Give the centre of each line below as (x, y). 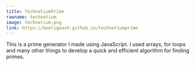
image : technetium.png (34, 22)
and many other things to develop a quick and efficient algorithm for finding (98, 51)
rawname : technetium (32, 17)
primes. (15, 57)
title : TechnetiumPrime (35, 11)
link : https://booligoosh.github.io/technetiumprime (72, 28)
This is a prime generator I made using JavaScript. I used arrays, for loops (96, 44)
